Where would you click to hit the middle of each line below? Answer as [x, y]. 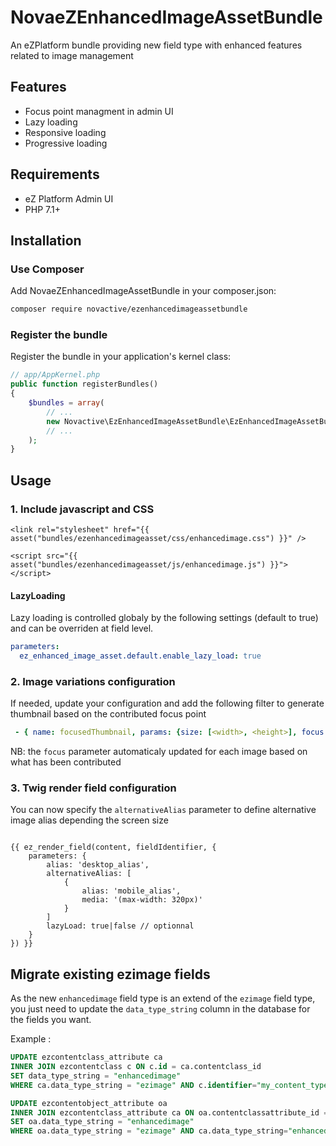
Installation [46, 240]
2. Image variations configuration [93, 681]
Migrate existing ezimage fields [110, 974]
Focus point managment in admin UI [99, 111]
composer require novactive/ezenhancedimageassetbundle [129, 309]
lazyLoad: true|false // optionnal [120, 926]
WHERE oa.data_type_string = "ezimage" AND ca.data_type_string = [149, 1131]
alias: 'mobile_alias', [131, 891]
